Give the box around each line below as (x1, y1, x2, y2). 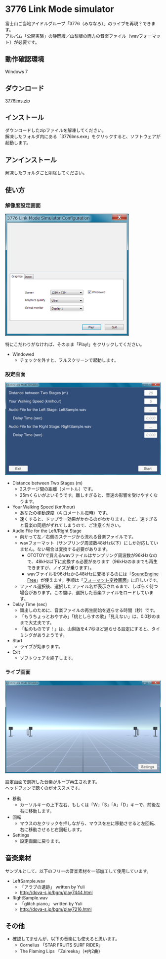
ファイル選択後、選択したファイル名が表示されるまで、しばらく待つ (19, 583, 159, 589)
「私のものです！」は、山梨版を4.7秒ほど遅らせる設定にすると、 (19, 626, 152, 632)
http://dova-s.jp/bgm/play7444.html (19, 890, 93, 895)
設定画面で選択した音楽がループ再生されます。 (5, 778, 100, 785)
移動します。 (28, 808, 54, 814)
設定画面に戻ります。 (19, 838, 63, 844)
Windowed (12, 351, 35, 357)
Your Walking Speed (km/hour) (12, 504, 76, 510)
